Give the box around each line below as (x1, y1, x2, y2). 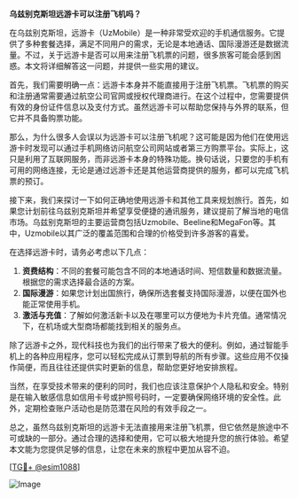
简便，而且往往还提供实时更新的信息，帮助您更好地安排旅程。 (16, 362, 242, 372)
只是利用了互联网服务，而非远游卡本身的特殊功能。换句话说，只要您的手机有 (9, 154, 289, 164)
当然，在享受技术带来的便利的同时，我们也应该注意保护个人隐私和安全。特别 (9, 381, 289, 391)
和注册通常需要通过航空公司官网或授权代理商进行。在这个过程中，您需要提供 (9, 90, 289, 101)
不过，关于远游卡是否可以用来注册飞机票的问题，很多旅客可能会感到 (24, 50, 273, 60)
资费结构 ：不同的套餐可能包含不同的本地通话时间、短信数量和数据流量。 (21, 266, 286, 276)
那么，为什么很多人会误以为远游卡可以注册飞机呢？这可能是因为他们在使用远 (9, 132, 289, 142)
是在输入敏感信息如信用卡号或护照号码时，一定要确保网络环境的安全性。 (9, 392, 273, 402)
